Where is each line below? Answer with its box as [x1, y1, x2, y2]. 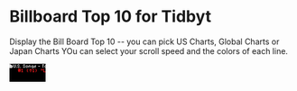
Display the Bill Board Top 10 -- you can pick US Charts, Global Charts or [9, 36, 280, 47]
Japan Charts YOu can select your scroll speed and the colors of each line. [9, 45, 289, 56]
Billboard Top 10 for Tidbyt [9, 6, 212, 27]
